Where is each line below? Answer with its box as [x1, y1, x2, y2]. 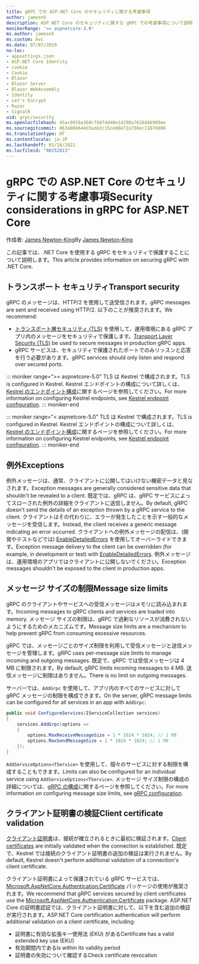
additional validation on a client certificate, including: [6, 917, 135, 925]
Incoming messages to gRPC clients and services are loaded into [15, 608, 175, 615]
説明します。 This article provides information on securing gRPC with [21, 256, 189, 263]
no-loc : [6, 48, 26, 54]
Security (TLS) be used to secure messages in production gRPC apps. [14, 340, 187, 347]
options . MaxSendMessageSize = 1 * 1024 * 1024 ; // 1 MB [27, 738, 169, 744]
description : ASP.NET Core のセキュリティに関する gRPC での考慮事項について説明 [6, 20, 193, 26]
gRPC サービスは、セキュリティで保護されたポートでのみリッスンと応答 [14, 347, 191, 354]
